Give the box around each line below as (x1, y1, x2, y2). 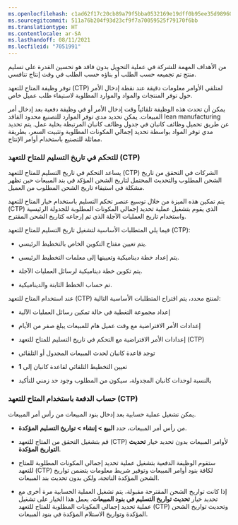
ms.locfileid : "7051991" (8, 43, 81, 50)
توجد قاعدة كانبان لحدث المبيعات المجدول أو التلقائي (18, 349, 155, 357)
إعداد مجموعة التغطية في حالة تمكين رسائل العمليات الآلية (18, 308, 171, 316)
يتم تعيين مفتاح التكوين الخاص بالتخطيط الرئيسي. (18, 239, 147, 248)
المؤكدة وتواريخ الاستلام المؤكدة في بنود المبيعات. (18, 509, 148, 518)
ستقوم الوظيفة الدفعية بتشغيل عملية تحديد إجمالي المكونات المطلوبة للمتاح (18, 458, 216, 466)
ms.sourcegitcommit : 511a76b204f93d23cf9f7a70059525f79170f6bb (8, 17, 198, 24)
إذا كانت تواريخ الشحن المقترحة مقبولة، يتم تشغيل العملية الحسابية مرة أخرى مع (18, 487, 227, 495)
